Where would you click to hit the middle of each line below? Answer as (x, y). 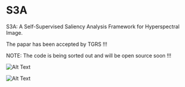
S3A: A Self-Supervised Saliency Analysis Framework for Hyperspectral (93, 26)
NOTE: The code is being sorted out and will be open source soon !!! (89, 55)
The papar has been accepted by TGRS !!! (57, 44)
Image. (14, 32)
